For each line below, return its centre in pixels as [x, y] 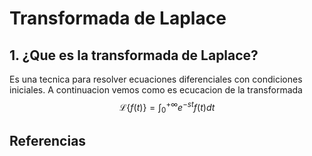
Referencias [48, 140]
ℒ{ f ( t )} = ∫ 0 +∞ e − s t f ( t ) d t [167, 108]
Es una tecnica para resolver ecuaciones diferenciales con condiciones [156, 79]
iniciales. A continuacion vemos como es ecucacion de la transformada [156, 90]
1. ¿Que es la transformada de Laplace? [134, 55]
